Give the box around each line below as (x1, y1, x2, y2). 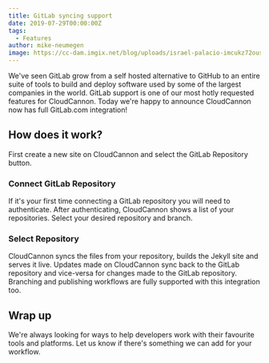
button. (8, 158, 32, 167)
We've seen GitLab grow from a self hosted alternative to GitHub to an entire (8, 71, 260, 80)
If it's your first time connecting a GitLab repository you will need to (8, 196, 231, 206)
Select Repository (8, 233, 79, 244)
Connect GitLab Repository (8, 178, 116, 189)
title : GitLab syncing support (8, 11, 113, 20)
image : (8, 49, 30, 57)
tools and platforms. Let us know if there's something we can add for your (8, 338, 252, 349)
